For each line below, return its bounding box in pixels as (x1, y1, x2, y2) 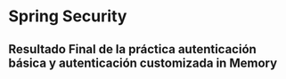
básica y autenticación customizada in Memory (8, 55, 278, 70)
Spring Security (8, 6, 127, 27)
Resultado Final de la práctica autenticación (8, 42, 257, 57)
